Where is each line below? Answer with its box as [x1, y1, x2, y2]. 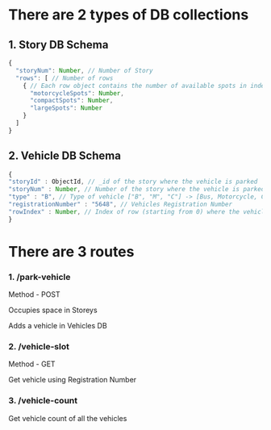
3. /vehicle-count [8, 395, 78, 407]
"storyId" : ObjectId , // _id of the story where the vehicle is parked [8, 177, 258, 186]
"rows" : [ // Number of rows [15, 74, 114, 82]
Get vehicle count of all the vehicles [8, 413, 127, 423]
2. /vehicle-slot [8, 341, 70, 353]
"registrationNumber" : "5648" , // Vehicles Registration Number [8, 200, 232, 209]
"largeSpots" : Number [29, 104, 103, 112]
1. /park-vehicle [8, 271, 71, 282]
